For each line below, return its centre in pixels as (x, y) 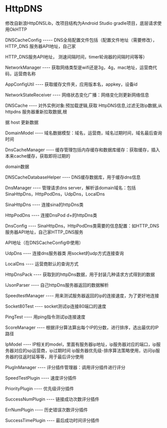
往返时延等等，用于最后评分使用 (51, 357)
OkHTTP (18, 29)
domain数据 (17, 166)
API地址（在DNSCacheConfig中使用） (44, 242)
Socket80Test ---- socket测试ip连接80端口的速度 (56, 306)
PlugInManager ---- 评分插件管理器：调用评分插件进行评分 (65, 367)
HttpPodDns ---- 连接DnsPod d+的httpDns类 (51, 215)
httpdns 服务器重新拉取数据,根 (36, 111)
